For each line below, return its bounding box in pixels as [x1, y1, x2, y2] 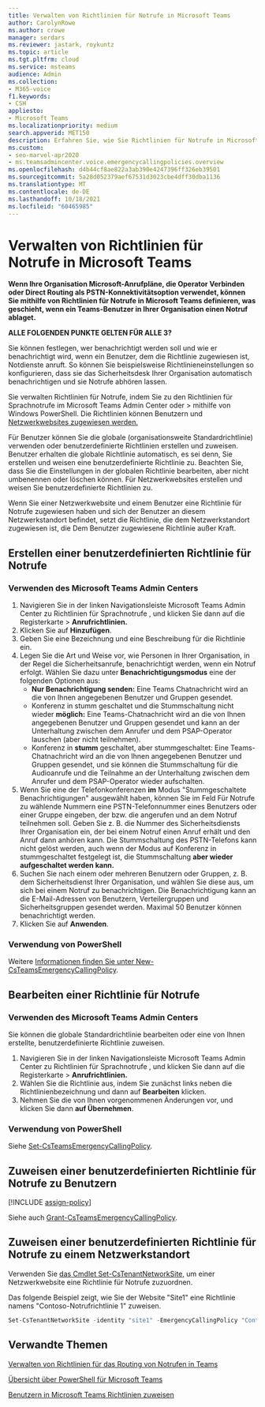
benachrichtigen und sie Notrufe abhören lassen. [8, 377, 168, 387]
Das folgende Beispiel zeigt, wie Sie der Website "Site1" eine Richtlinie [8, 1293, 236, 1302]
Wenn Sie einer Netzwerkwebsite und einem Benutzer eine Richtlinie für [8, 498, 242, 508]
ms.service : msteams [8, 63, 77, 71]
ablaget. [8, 313, 36, 322]
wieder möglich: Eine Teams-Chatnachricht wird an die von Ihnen [31, 710, 246, 719]
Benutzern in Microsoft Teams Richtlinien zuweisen [8, 1390, 175, 1399]
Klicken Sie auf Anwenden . [19, 919, 109, 929]
